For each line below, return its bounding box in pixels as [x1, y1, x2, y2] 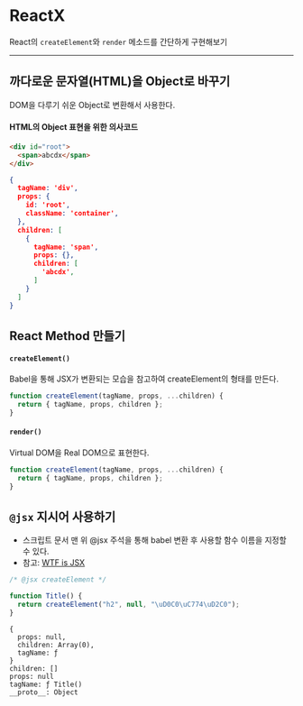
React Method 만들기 [9, 328, 126, 344]
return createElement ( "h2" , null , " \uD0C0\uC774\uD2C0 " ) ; [17, 601, 241, 610]
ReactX [9, 5, 66, 26]
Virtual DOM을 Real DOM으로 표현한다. [9, 447, 150, 458]
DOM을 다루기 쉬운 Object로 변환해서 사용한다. [9, 99, 176, 110]
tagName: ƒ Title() [9, 680, 83, 689]
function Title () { [9, 591, 83, 601]
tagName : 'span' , [32, 243, 99, 252]
